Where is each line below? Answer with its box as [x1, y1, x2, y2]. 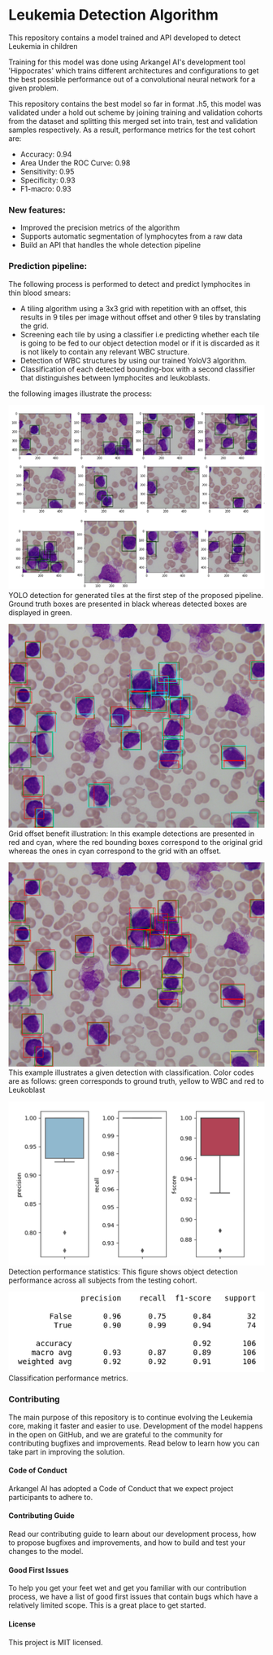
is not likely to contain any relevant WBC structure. [19, 346, 190, 356]
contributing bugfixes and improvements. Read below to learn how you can [8, 1438, 260, 1448]
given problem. [8, 83, 59, 93]
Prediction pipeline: [8, 261, 88, 272]
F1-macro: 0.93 [19, 183, 71, 193]
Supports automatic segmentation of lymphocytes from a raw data [19, 231, 243, 241]
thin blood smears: [8, 288, 71, 297]
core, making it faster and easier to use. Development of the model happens [8, 1420, 263, 1431]
